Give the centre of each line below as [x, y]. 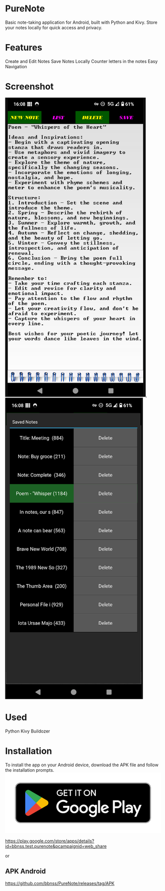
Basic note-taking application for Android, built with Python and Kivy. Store [81, 22]
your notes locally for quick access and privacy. [54, 27]
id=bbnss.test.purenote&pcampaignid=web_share [56, 846]
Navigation [16, 66]
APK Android [25, 871]
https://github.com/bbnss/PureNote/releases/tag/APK [60, 883]
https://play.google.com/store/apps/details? [50, 841]
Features [24, 48]
